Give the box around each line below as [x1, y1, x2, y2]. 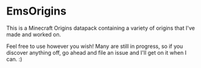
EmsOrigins [6, 4, 67, 18]
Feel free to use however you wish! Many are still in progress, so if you [6, 42, 183, 50]
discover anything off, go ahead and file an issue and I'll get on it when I [6, 49, 187, 56]
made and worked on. [6, 30, 62, 38]
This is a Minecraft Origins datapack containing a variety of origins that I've [6, 24, 195, 32]
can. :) [6, 55, 23, 63]
